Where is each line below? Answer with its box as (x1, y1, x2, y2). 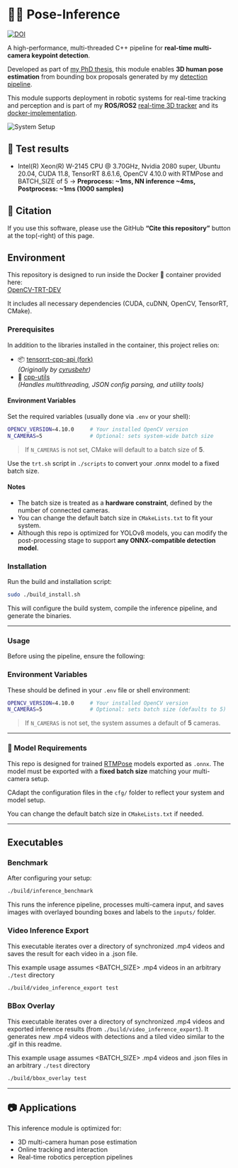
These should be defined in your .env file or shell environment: (7, 685, 191, 694)
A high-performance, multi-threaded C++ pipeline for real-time (7, 43, 193, 52)
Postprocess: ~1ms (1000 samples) (17, 184, 124, 193)
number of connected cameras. (17, 506, 110, 515)
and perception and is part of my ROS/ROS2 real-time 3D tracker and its (7, 101, 218, 109)
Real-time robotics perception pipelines (17, 1153, 133, 1162)
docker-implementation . (7, 108, 78, 117)
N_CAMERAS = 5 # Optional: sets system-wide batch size (7, 432, 214, 439)
